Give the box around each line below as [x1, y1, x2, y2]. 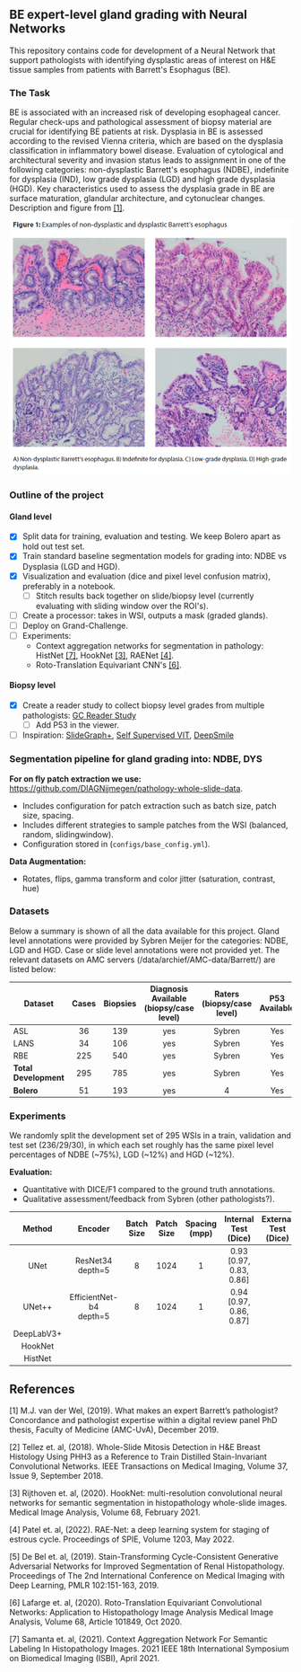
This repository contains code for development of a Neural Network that [9, 45, 276, 56]
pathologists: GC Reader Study [21, 710, 137, 721]
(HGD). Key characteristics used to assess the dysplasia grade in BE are [9, 183, 275, 194]
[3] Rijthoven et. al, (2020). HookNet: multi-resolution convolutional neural [9, 1488, 283, 1499]
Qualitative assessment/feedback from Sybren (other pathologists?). [21, 1194, 275, 1205]
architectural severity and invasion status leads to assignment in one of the [9, 155, 287, 165]
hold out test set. [21, 541, 85, 552]
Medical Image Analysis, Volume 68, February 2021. [9, 1507, 202, 1517]
